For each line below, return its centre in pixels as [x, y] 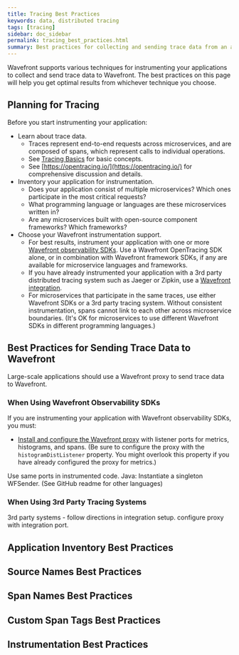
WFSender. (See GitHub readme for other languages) [85, 483]
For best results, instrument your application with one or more [119, 242]
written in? [44, 212]
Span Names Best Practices [70, 596]
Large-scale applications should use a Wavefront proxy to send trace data [116, 376]
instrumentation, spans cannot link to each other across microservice [130, 310]
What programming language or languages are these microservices [127, 204]
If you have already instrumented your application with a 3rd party [125, 273]
